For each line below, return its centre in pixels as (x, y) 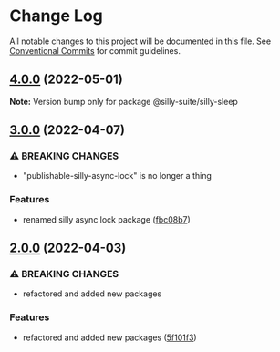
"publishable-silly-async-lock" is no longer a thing (117, 176)
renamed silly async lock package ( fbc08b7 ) (106, 219)
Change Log (56, 16)
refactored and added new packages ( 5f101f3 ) (110, 337)
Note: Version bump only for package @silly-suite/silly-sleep (124, 101)
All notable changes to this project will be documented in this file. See (140, 41)
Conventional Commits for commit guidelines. (95, 50)
